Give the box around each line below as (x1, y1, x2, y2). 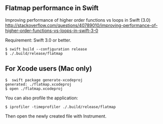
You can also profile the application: (5, 95, 78, 101)
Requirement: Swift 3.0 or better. (5, 37, 72, 43)
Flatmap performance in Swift (5, 4, 99, 12)
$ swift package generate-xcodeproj (5, 78, 83, 83)
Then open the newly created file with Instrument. (5, 113, 107, 119)
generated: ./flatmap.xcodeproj (5, 82, 72, 87)
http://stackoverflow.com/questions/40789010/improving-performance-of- (5, 22, 158, 28)
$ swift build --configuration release (5, 46, 87, 51)
